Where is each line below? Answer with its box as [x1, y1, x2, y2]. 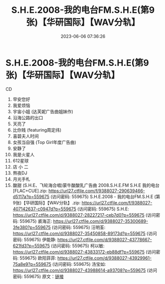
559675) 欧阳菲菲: [19, 255, 56, 261]
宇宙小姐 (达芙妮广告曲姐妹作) [12, 109, 73, 114]
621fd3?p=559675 [12, 243, 50, 249]
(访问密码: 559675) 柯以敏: [51, 243, 105, 249]
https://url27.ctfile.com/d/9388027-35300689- [53, 218, 148, 224]
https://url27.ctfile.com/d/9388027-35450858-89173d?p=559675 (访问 [12, 230, 157, 236]
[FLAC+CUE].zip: [12, 188, 48, 194]
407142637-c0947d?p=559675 [12, 206, 77, 212]
